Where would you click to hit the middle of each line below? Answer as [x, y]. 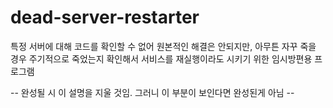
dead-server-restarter [105, 17]
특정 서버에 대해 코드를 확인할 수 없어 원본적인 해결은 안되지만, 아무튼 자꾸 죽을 [163, 46]
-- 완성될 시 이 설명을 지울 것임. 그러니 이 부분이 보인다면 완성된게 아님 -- [152, 92]
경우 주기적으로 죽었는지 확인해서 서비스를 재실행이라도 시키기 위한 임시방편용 [161, 58]
